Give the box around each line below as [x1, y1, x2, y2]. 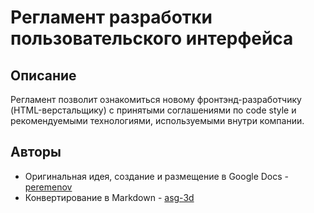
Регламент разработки [10, 6, 213, 29]
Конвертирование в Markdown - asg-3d [24, 191, 195, 203]
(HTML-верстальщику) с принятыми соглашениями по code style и [10, 104, 297, 116]
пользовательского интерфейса [10, 27, 294, 50]
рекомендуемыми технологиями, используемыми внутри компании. [10, 115, 305, 126]
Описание [10, 67, 77, 84]
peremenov [24, 181, 73, 193]
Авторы [10, 144, 62, 161]
